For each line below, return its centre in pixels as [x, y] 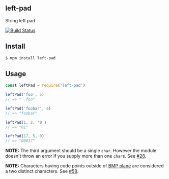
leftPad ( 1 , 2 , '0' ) [26, 122]
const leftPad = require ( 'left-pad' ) [45, 86]
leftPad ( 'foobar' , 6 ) [28, 109]
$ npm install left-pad [31, 58]
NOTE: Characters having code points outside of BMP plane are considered [84, 166]
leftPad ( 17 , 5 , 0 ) [25, 136]
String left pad [20, 20]
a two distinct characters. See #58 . [42, 171]
